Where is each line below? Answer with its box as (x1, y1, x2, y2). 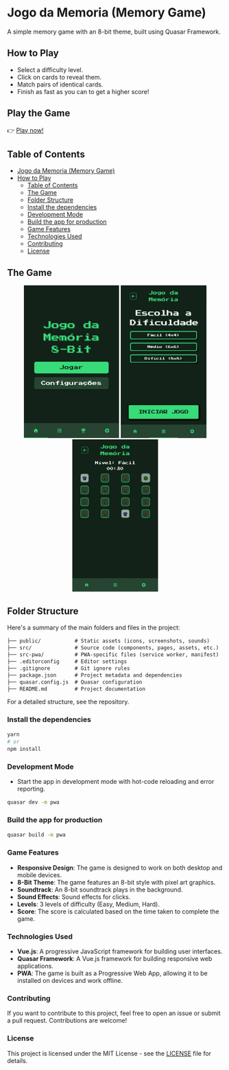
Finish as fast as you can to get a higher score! (16, 87, 149, 95)
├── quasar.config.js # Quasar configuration (7, 679, 143, 686)
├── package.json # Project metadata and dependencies (7, 672, 183, 679)
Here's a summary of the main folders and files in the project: (7, 623, 180, 632)
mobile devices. (16, 870, 62, 879)
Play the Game (7, 108, 71, 119)
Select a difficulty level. (16, 65, 84, 73)
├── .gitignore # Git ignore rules (7, 665, 130, 672)
